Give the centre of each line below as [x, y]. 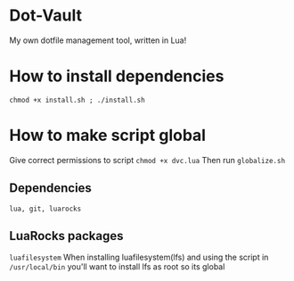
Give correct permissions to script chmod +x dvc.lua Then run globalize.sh [147, 160]
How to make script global [108, 136]
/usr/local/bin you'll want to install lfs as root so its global [117, 267]
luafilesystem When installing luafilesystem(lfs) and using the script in [139, 257]
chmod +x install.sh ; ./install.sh [77, 100]
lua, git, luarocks [45, 209]
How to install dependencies [117, 76]
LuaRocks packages [66, 236]
